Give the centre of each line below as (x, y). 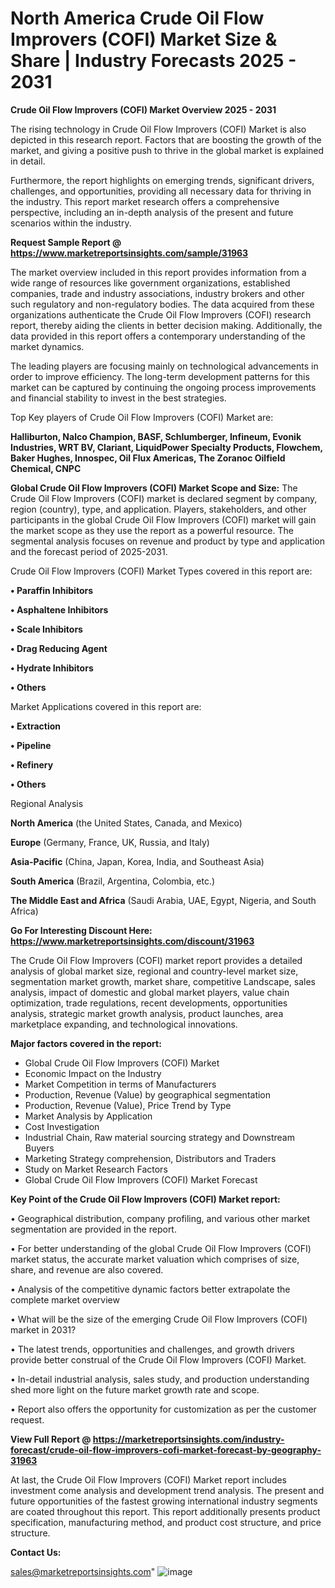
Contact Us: (36, 1552)
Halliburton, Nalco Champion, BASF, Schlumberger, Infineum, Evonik (156, 436)
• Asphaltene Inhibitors (59, 609)
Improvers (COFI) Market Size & (144, 39)
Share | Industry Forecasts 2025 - (153, 61)
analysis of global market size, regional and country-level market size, (154, 971)
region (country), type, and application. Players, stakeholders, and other (158, 509)
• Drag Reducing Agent (59, 648)
